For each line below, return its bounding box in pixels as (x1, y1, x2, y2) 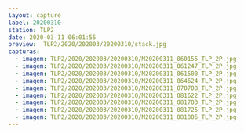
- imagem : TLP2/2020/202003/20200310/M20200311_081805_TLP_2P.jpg (15, 113, 237, 121)
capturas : (8, 48, 41, 56)
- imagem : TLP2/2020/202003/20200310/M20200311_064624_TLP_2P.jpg (15, 77, 237, 84)
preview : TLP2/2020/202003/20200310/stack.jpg (8, 41, 167, 49)
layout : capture (8, 11, 61, 20)
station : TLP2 (8, 26, 55, 34)
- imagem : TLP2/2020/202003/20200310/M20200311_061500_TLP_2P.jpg (15, 70, 237, 77)
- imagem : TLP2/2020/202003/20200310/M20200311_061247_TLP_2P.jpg (15, 63, 237, 70)
